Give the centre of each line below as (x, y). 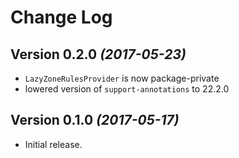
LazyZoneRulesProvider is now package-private (122, 78)
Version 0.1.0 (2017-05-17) (95, 120)
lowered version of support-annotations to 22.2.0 (127, 89)
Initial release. (53, 144)
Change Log (61, 17)
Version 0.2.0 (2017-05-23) (98, 54)
